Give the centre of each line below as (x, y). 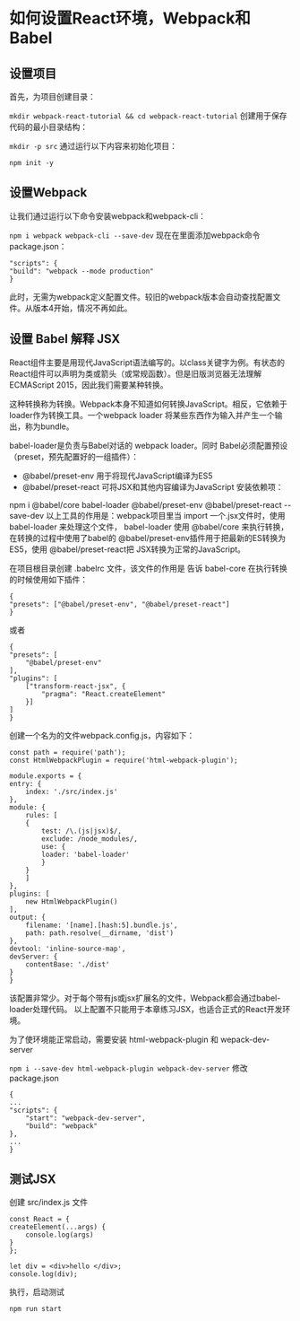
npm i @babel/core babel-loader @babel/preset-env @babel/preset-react (146, 504)
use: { (54, 846)
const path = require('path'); (68, 752)
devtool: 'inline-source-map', (68, 949)
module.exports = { (46, 776)
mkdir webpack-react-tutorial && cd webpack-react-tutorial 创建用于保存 (148, 116)
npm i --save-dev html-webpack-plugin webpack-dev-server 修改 (129, 1068)
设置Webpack (48, 192)
